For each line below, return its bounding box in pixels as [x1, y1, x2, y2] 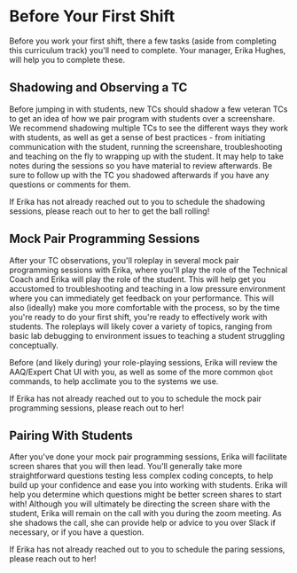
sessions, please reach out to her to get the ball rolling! [9, 206, 210, 216]
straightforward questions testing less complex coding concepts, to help [9, 470, 273, 481]
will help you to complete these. [9, 54, 126, 65]
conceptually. [9, 340, 59, 350]
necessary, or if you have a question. [9, 527, 145, 538]
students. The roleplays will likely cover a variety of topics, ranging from [9, 321, 273, 332]
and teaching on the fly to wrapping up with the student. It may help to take [9, 151, 284, 161]
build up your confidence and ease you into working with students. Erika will [9, 480, 288, 491]
